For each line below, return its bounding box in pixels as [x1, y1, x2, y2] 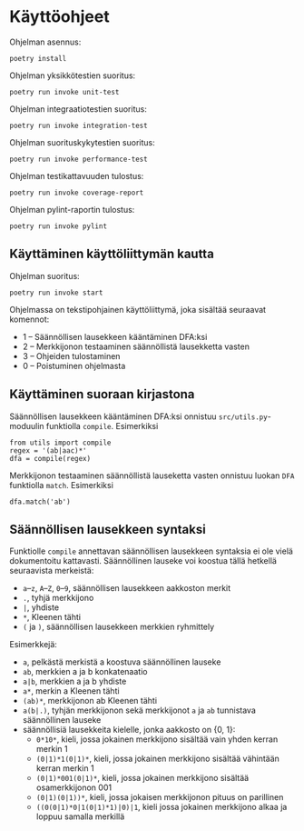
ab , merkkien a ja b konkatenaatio [22, 666, 148, 677]
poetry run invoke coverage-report [9, 188, 144, 197]
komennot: [9, 314, 50, 325]
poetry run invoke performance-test [9, 155, 148, 164]
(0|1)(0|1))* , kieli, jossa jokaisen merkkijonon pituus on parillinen [35, 792, 284, 803]
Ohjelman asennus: [9, 36, 82, 47]
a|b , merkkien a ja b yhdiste [22, 676, 127, 687]
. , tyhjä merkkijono [22, 593, 94, 604]
